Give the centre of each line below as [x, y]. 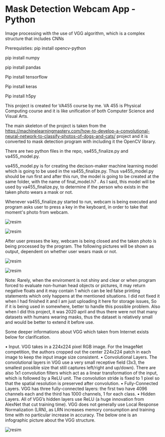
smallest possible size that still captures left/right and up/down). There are [81, 367]
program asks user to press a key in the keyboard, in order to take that [76, 207]
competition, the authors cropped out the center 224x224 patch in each [78, 351]
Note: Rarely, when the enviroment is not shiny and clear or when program [81, 280]
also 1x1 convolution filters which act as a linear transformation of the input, [82, 373]
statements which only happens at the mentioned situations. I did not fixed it [82, 296]
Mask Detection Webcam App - [70, 9]
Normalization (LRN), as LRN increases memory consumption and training [80, 409]
